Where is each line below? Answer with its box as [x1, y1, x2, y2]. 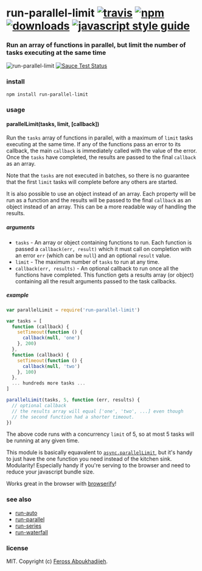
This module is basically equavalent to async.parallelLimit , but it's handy [6, 449, 193, 456]
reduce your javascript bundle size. [6, 468, 95, 475]
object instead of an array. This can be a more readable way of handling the [6, 203, 197, 210]
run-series [15, 522, 41, 530]
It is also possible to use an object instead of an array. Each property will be [6, 190, 196, 197]
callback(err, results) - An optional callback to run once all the [15, 264, 179, 272]
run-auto [15, 509, 38, 516]
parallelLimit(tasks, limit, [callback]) [6, 121, 99, 128]
